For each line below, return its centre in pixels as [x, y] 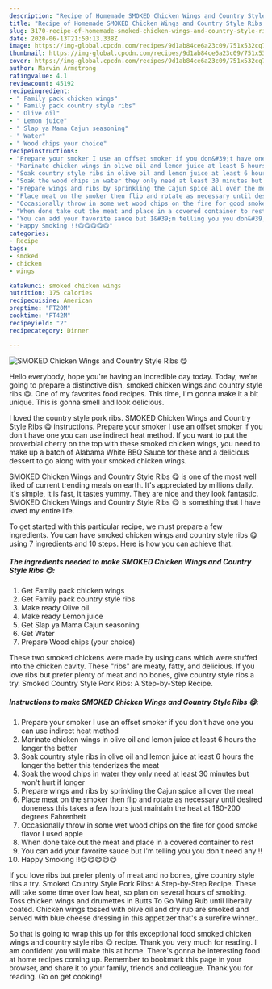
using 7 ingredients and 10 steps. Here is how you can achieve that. [121, 543]
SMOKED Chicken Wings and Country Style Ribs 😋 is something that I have [135, 502]
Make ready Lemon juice [62, 616]
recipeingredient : [40, 91]
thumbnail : [27, 53]
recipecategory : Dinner [49, 331]
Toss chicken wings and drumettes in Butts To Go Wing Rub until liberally [131, 901]
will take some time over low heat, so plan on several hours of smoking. [128, 892]
